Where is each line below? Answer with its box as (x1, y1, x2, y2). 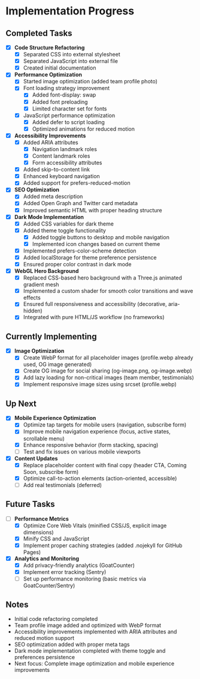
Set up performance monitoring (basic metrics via (23, 575, 146, 582)
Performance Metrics (14, 515, 69, 522)
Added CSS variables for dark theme (23, 220, 114, 227)
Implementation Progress (5, 4, 135, 18)
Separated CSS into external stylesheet (23, 51, 120, 58)
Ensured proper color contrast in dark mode (23, 261, 132, 268)
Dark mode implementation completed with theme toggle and (14, 647, 166, 654)
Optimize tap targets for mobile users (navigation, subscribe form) (23, 421, 187, 428)
